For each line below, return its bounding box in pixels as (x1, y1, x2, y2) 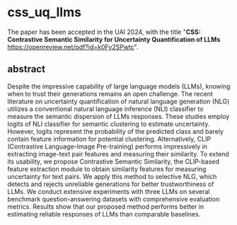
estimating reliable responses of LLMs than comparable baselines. (7, 209, 201, 218)
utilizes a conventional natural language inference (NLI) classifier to (7, 104, 204, 113)
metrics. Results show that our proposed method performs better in (7, 202, 204, 211)
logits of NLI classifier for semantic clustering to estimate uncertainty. (7, 120, 210, 128)
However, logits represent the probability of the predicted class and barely (7, 127, 224, 135)
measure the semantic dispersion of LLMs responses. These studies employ (7, 112, 230, 120)
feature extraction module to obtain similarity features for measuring (7, 164, 207, 173)
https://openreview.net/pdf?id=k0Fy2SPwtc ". (7, 42, 139, 51)
